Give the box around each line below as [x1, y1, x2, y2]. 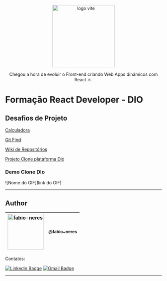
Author [5, 199, 27, 207]
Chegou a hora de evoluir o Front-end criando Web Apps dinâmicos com [9, 71, 158, 77]
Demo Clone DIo [5, 168, 45, 175]
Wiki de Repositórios [5, 146, 48, 152]
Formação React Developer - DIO [5, 94, 143, 106]
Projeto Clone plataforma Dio [5, 156, 65, 162]
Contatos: [5, 256, 25, 262]
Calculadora [5, 127, 30, 133]
